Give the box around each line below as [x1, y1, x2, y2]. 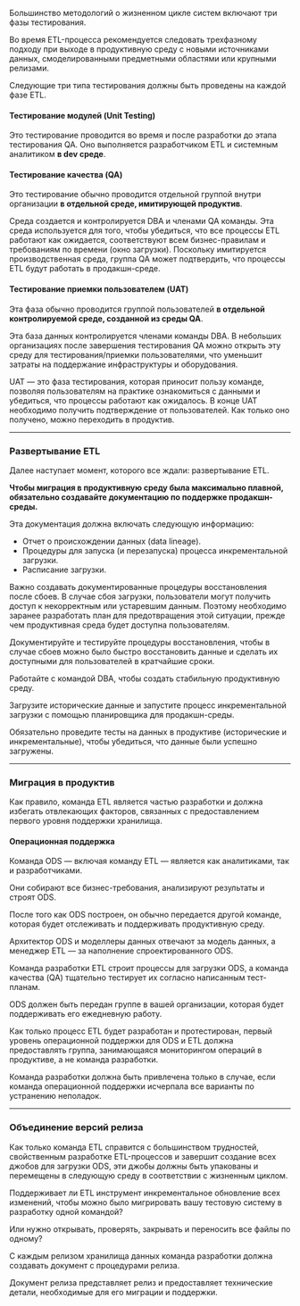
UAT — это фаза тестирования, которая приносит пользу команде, [9, 376, 265, 387]
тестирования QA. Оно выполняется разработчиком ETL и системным [9, 139, 279, 150]
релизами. [9, 62, 49, 73]
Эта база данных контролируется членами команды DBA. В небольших [9, 330, 282, 341]
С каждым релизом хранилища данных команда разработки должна [9, 1250, 273, 1261]
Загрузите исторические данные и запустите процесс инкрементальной [9, 700, 287, 711]
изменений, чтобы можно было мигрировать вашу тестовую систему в [9, 1196, 283, 1208]
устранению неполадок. [9, 1091, 102, 1102]
